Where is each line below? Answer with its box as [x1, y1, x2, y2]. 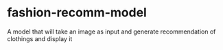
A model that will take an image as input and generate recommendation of [7, 27, 216, 36]
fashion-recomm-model [7, 5, 148, 21]
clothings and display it [7, 34, 73, 42]
